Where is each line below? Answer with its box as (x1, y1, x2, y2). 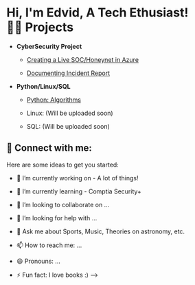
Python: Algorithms (26, 95, 82, 104)
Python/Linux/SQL (16, 82, 71, 90)
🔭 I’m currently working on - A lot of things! (16, 173, 139, 182)
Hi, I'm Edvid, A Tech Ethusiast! (6, 5, 189, 21)
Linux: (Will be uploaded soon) (26, 109, 114, 117)
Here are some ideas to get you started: (6, 160, 119, 169)
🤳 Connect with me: (6, 142, 92, 154)
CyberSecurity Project (16, 42, 82, 50)
